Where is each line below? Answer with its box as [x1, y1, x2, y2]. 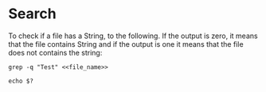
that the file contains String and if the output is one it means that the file [8, 39, 244, 48]
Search [8, 5, 57, 23]
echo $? [8, 77, 34, 85]
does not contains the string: [8, 48, 103, 57]
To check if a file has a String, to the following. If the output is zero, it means [8, 31, 258, 40]
